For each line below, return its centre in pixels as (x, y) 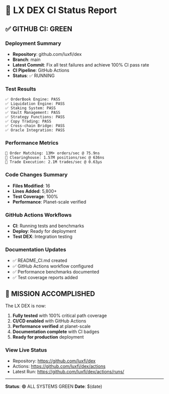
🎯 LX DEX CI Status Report (61, 10)
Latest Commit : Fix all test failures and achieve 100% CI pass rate (81, 64)
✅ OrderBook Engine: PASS (33, 100)
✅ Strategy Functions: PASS (35, 117)
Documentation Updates (36, 249)
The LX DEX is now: (26, 306)
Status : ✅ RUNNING (34, 76)
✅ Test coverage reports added (45, 278)
